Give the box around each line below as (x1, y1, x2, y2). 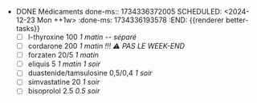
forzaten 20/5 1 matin (27, 50, 99, 60)
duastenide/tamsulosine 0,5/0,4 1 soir (27, 68, 153, 78)
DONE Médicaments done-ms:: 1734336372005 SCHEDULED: (15, 7, 222, 16)
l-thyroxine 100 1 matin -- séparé (27, 32, 137, 42)
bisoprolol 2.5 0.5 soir (27, 86, 100, 96)
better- (226, 15, 249, 25)
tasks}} (15, 24, 40, 33)
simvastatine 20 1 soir (27, 77, 100, 87)
